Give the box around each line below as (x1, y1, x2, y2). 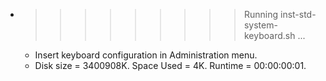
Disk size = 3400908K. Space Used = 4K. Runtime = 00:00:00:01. (34, 60, 307, 71)
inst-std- (279, 9, 317, 20)
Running (243, 9, 279, 20)
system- (243, 19, 278, 31)
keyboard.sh (243, 30, 296, 41)
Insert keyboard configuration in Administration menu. (34, 49, 258, 61)
